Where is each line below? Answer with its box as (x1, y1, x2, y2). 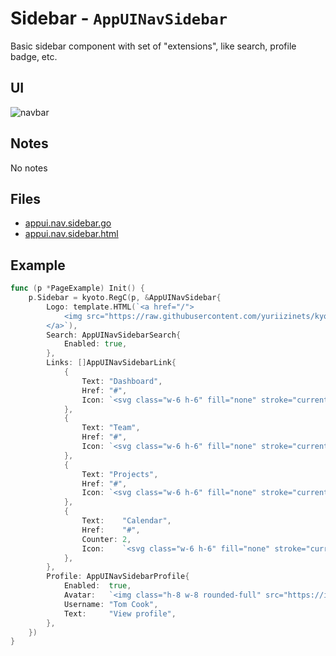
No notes (10, 162, 48, 174)
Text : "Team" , (81, 423, 141, 433)
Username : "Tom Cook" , (63, 599, 159, 609)
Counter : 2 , (81, 534, 132, 544)
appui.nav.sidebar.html (24, 228, 119, 240)
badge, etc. (10, 50, 58, 62)
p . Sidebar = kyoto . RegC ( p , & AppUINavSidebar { (28, 293, 222, 303)
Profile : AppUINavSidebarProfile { (46, 572, 190, 582)
